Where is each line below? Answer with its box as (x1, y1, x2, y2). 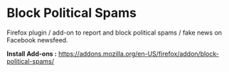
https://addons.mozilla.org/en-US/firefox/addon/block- (58, 49, 220, 58)
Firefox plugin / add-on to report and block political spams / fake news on (6, 28, 222, 37)
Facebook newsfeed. (6, 35, 68, 44)
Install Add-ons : (6, 49, 58, 58)
